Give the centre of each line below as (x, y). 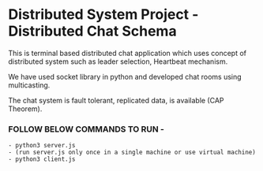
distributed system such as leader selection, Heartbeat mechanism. (118, 61)
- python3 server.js (42, 146)
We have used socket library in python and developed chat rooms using (125, 76)
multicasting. (29, 85)
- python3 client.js (42, 159)
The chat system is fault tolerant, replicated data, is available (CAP (116, 100)
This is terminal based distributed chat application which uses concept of (128, 53)
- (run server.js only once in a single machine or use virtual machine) (132, 152)
